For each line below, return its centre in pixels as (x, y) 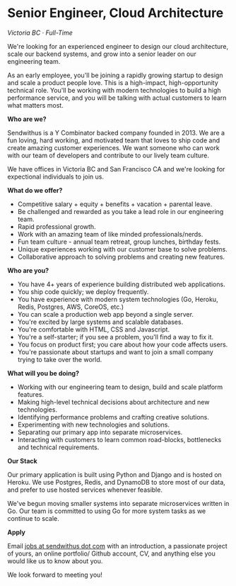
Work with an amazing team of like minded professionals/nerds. (110, 234)
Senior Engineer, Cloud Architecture (116, 13)
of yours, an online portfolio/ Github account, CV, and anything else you (111, 553)
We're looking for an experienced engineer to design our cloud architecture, (118, 46)
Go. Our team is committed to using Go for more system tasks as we (107, 511)
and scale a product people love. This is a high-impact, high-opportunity (113, 82)
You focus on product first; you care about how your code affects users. (123, 344)
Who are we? (27, 119)
